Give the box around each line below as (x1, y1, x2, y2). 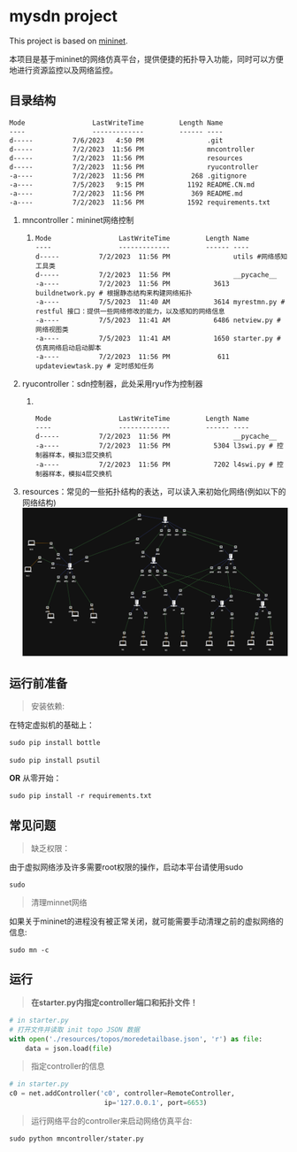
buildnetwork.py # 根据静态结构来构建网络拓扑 (34, 288, 193, 297)
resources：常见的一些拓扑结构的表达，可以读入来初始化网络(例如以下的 (21, 486, 286, 496)
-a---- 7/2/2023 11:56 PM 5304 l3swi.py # (34, 441, 274, 450)
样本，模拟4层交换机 (48, 469, 112, 479)
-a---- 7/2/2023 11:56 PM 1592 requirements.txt (9, 197, 271, 207)
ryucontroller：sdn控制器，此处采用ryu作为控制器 (21, 378, 203, 388)
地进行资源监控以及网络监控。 (9, 65, 118, 75)
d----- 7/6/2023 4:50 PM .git (9, 135, 224, 145)
